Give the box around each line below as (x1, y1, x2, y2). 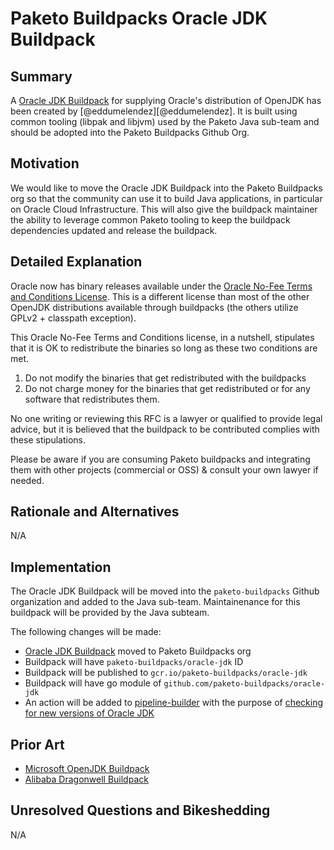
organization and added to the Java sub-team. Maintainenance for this (10, 596, 301, 608)
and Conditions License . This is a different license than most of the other (10, 290, 310, 302)
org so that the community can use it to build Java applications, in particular (10, 192, 323, 204)
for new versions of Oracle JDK (24, 707, 155, 719)
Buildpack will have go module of (24, 677, 162, 689)
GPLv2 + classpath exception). (10, 312, 137, 324)
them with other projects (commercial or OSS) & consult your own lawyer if (10, 463, 319, 476)
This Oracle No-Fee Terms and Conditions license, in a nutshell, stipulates (10, 331, 315, 343)
